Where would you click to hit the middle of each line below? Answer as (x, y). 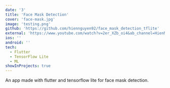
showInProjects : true (28, 66)
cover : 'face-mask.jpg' (30, 19)
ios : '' (13, 38)
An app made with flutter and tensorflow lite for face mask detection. (77, 80)
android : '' (18, 43)
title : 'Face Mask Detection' (37, 15)
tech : (11, 47)
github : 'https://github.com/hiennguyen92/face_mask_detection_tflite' (82, 29)
